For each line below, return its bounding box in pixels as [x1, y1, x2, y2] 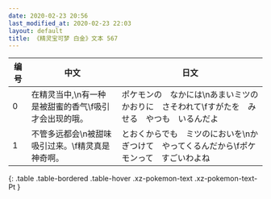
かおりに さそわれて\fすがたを [121, 102, 240, 113]
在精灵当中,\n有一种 [31, 89, 106, 101]
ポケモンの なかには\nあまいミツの [121, 89, 259, 101]
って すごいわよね [137, 152, 211, 164]
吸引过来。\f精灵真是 [31, 140, 110, 151]
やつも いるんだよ [145, 114, 219, 125]
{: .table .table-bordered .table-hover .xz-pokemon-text [8, 174, 194, 184]
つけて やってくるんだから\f [129, 140, 240, 151]
